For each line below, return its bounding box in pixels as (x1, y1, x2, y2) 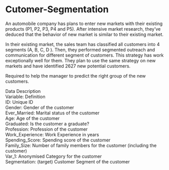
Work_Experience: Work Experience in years (5, 131, 99, 137)
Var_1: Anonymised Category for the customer (5, 153, 102, 159)
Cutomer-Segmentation (5, 4, 109, 15)
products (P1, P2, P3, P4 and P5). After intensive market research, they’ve (5, 26, 161, 32)
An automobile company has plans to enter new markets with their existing (5, 20, 163, 27)
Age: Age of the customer (5, 115, 60, 121)
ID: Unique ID (5, 99, 33, 105)
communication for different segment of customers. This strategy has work (5, 52, 164, 58)
